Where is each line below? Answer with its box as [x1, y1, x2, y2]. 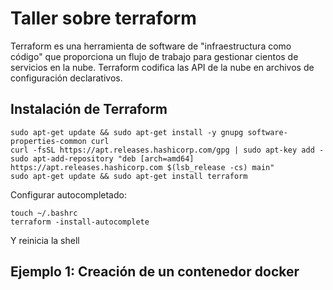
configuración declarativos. [10, 72, 123, 84]
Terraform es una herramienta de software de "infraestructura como [10, 40, 292, 52]
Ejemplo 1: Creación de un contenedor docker [10, 263, 300, 281]
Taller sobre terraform [10, 7, 197, 30]
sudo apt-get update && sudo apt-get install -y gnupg [10, 127, 244, 137]
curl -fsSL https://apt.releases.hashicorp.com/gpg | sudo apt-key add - [10, 145, 325, 155]
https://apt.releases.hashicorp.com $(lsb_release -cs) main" [10, 162, 275, 172]
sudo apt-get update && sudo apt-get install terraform [10, 171, 248, 181]
